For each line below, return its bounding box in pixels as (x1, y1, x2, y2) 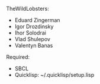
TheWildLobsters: (6, 5, 49, 12)
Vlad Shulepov (14, 36, 50, 42)
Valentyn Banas (14, 42, 53, 49)
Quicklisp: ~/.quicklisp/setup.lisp (14, 71, 95, 78)
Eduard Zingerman (14, 17, 60, 23)
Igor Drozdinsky (14, 23, 54, 30)
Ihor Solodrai (14, 29, 46, 36)
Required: (6, 54, 30, 60)
